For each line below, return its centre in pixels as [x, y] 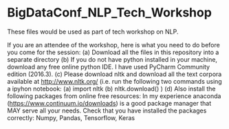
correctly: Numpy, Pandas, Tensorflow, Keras [71, 117]
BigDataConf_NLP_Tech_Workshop [109, 13]
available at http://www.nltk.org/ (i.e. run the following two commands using [115, 81]
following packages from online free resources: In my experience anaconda [114, 96]
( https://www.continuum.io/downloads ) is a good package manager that [109, 103]
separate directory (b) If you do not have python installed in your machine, [112, 59]
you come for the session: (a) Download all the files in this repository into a [113, 52]
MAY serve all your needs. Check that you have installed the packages [107, 110]
